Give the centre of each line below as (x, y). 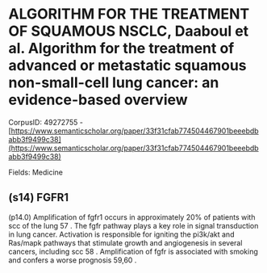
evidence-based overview (98, 100)
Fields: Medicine (35, 172)
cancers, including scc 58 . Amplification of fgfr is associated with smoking (133, 251)
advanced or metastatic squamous (128, 66)
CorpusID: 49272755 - (46, 122)
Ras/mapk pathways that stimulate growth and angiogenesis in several (125, 242)
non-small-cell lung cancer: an (114, 83)
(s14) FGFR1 (39, 197)
